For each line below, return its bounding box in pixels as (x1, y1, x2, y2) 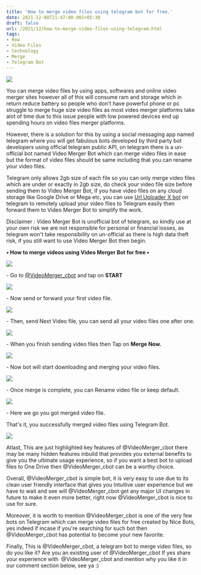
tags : (6, 31, 20, 37)
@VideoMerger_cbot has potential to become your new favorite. (6, 530, 165, 538)
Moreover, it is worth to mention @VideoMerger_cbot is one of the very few (6, 512, 193, 519)
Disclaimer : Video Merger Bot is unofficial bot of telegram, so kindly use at (6, 218, 191, 225)
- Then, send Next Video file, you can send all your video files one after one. (6, 317, 195, 325)
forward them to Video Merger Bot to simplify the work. (6, 206, 143, 214)
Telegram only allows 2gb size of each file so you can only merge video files (6, 174, 196, 181)
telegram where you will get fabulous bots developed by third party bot (6, 137, 182, 144)
